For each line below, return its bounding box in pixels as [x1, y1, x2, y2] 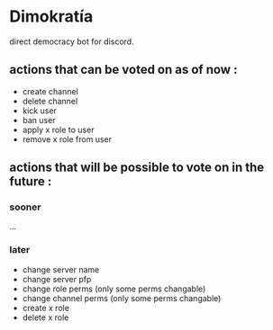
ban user [22, 114, 56, 125]
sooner [9, 201, 41, 213]
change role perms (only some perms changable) [22, 283, 206, 294]
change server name [22, 263, 100, 275]
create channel [22, 85, 78, 96]
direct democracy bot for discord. [9, 36, 134, 47]
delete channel [22, 95, 78, 106]
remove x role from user [22, 133, 113, 145]
